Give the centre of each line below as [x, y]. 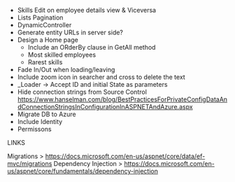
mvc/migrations [30, 163]
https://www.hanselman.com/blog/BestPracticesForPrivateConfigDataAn [122, 99]
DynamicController [44, 25]
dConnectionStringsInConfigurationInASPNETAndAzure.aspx [105, 107]
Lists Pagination [40, 17]
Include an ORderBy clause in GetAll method [92, 47]
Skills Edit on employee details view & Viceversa [86, 10]
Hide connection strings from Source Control [82, 92]
